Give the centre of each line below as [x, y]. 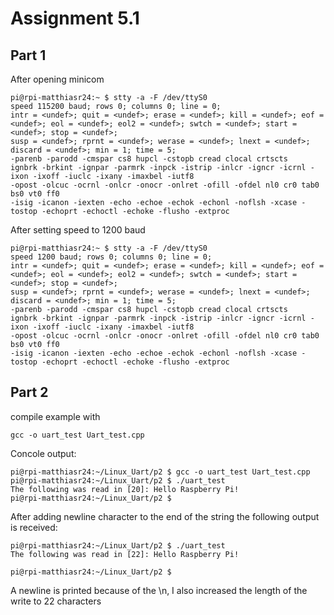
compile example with [55, 416]
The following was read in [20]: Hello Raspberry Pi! [125, 489]
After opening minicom [57, 79]
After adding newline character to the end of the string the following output [165, 516]
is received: [34, 527]
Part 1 [28, 55]
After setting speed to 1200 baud [78, 230]
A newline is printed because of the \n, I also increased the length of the [159, 590]
